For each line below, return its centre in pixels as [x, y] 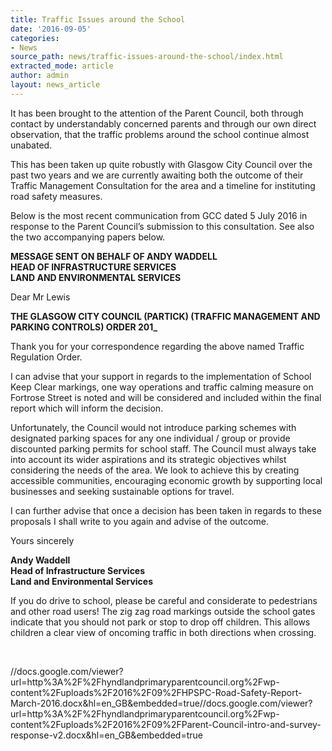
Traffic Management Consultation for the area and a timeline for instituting [163, 185]
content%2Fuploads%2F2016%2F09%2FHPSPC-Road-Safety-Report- [156, 692]
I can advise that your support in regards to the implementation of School [161, 376]
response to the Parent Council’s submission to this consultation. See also [162, 226]
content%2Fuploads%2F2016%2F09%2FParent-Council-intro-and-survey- [166, 724]
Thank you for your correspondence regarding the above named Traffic [157, 346]
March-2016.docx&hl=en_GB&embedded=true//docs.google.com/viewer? [161, 703]
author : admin [40, 76]
